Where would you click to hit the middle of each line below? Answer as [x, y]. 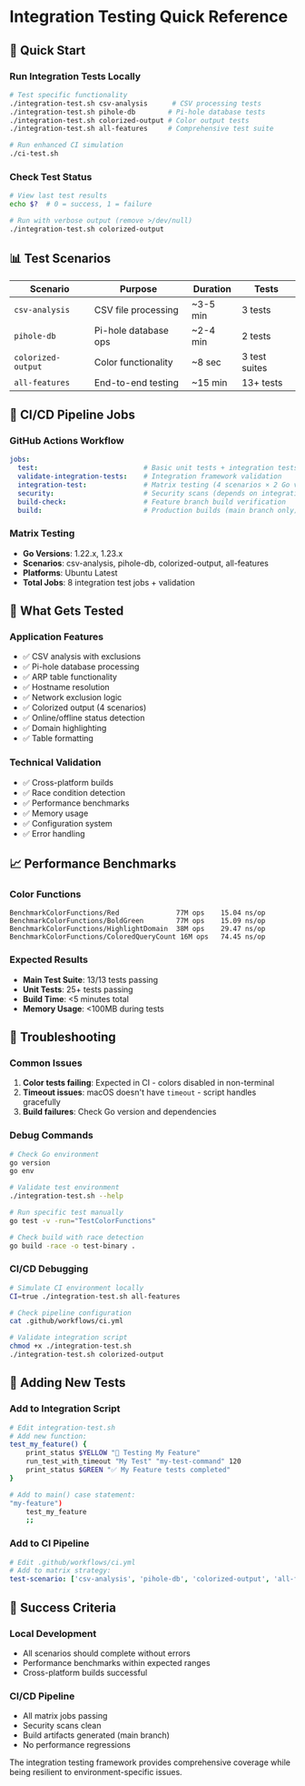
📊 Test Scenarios [60, 259]
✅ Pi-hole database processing [81, 667]
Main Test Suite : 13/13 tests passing [90, 979]
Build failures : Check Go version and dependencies [119, 1112]
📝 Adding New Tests [68, 1383]
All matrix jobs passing [65, 1716]
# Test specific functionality [69, 95]
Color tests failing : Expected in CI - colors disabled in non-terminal [148, 1083]
